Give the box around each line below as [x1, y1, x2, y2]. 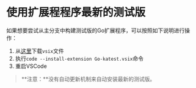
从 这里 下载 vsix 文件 [15, 47, 64, 55]
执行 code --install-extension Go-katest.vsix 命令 [15, 55, 143, 62]
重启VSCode [15, 62, 47, 70]
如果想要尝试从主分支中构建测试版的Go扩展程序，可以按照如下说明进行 [6, 27, 185, 34]
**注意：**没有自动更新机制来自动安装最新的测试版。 [21, 75, 156, 83]
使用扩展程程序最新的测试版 [6, 5, 146, 19]
